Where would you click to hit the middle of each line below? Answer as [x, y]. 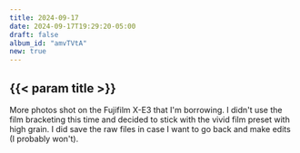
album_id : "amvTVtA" [49, 43]
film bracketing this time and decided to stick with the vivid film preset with [150, 120]
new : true [28, 52]
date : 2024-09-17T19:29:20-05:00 [73, 26]
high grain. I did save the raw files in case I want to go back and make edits [150, 129]
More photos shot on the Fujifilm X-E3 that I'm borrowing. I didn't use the [146, 110]
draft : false [34, 34]
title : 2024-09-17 [44, 18]
